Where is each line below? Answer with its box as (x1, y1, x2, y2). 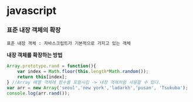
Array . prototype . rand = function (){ (6, 63, 96, 69)
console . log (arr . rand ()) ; (6, 90, 70, 96)
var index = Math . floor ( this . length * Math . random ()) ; (17, 69, 149, 75)
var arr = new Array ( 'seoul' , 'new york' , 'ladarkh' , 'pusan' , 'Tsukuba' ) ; (6, 85, 188, 91)
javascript (6, 4, 57, 17)
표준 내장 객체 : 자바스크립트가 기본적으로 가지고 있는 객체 (6, 41, 131, 47)
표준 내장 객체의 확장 (6, 26, 61, 34)
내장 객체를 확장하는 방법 (6, 51, 63, 59)
